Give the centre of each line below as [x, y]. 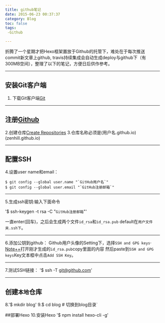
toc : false [16, 23]
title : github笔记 [23, 10]
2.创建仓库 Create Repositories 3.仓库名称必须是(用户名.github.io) [71, 132]
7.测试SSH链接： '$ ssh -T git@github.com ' [49, 270]
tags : [11, 28]
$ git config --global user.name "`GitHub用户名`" [57, 182]
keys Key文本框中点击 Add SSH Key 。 [41, 255]
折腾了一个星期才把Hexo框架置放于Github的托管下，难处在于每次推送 [75, 51]
